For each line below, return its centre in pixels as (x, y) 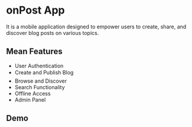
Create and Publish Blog (44, 72)
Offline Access (33, 93)
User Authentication (39, 66)
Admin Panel (30, 100)
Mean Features (35, 52)
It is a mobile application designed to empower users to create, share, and (96, 27)
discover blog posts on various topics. (53, 32)
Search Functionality (40, 87)
